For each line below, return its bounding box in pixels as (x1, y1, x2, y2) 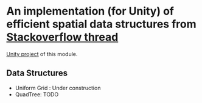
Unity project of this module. (6, 50, 78, 57)
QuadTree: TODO (15, 90, 59, 98)
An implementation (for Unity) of (6, 4, 175, 18)
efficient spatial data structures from (6, 17, 197, 31)
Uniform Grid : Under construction (15, 84, 101, 91)
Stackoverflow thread (6, 30, 119, 44)
